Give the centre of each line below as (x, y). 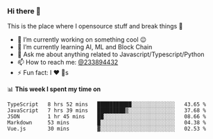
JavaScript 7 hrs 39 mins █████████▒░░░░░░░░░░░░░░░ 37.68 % (107, 111)
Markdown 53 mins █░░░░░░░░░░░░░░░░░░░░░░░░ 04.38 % (107, 123)
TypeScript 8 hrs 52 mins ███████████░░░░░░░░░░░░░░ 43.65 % (107, 105)
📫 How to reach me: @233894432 (68, 63)
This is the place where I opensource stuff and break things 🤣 (95, 26)
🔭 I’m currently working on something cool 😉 (82, 40)
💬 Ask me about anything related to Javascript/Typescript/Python (111, 54)
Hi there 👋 (24, 11)
